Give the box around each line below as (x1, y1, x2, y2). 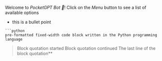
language (5, 37, 23, 42)
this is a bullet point (12, 19, 51, 25)
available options (5, 10, 39, 15)
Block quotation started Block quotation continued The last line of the (16, 46, 156, 51)
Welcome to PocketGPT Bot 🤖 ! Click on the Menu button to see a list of (5, 5, 146, 10)
